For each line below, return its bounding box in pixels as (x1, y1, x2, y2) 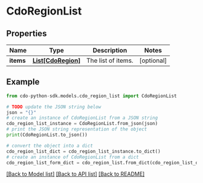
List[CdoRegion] (32, 56, 81, 65)
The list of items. (86, 56, 134, 65)
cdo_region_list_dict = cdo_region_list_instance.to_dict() (6, 148, 161, 155)
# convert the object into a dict (6, 143, 94, 149)
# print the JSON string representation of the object (6, 126, 147, 132)
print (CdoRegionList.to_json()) (6, 132, 88, 138)
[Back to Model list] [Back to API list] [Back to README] (6, 170, 145, 178)
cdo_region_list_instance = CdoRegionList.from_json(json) (6, 121, 158, 127)
